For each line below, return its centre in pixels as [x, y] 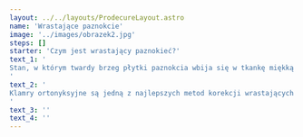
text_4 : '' [30, 118]
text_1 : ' [28, 59]
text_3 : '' [30, 110]
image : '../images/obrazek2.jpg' [73, 34]
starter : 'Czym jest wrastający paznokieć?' [95, 51]
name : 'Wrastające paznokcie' [67, 26]
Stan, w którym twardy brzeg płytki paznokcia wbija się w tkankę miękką [152, 68]
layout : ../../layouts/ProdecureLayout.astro [97, 18]
